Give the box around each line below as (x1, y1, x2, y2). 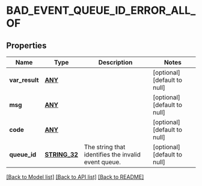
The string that (84, 143, 126, 151)
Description (98, 58, 133, 66)
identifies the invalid (84, 150, 141, 158)
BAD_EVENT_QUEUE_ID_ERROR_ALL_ (6, 4, 196, 17)
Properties (6, 40, 47, 51)
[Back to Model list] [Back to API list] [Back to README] (6, 173, 144, 181)
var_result (9, 76, 39, 84)
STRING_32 (44, 150, 78, 158)
